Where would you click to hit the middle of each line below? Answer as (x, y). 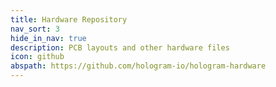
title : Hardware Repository (69, 19)
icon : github (37, 57)
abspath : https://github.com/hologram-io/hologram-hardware (138, 66)
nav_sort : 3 (35, 29)
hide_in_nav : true (48, 38)
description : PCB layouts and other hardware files (120, 47)
